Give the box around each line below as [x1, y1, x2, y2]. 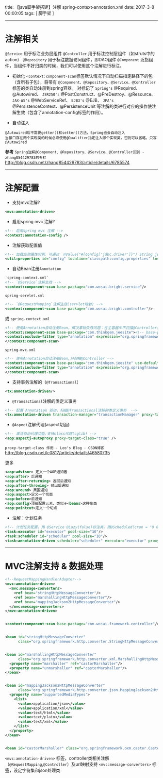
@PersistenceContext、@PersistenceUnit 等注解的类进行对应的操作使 [12, 103, 152, 109]
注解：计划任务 [12, 515, 42, 521]
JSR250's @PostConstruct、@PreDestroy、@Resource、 [42, 91, 156, 97]
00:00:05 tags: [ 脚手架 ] [5, 10, 54, 16]
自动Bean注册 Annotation [12, 266, 62, 272]
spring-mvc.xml [5, 348, 36, 353]
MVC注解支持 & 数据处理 [5, 561, 103, 572]
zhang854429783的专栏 [5, 155, 47, 160]
